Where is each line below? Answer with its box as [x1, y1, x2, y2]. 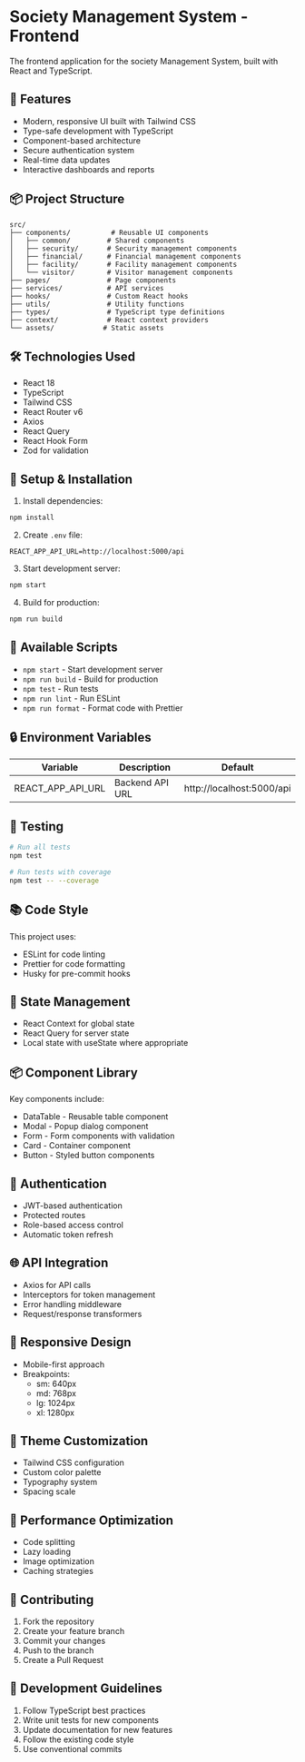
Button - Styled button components [22, 1150, 155, 1161]
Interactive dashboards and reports [22, 163, 155, 174]
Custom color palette [22, 1467, 102, 1478]
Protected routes [22, 1210, 86, 1220]
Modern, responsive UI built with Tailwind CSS [22, 115, 197, 126]
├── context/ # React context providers [9, 315, 209, 324]
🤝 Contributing [9, 1591, 94, 1608]
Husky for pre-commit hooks [22, 968, 131, 979]
